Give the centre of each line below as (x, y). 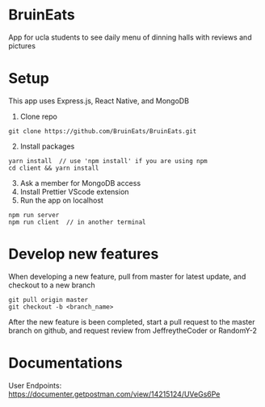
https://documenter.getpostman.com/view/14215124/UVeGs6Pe (114, 394)
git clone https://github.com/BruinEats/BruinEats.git (103, 131)
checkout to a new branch (52, 285)
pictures (22, 45)
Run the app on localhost (61, 200)
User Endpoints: (35, 385)
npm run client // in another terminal (78, 222)
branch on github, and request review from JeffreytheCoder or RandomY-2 (132, 330)
